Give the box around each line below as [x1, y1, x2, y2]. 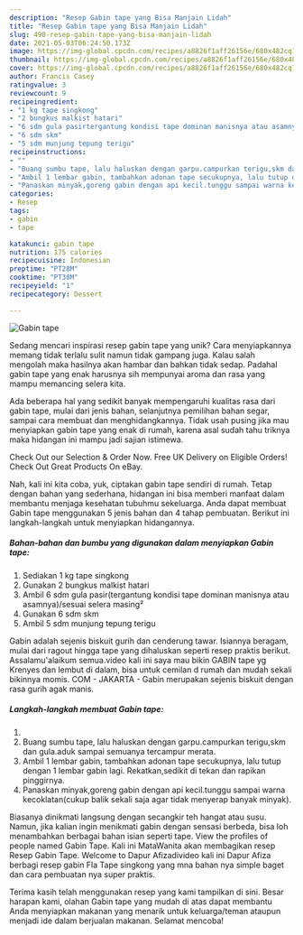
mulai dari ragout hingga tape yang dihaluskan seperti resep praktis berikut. [9, 644, 291, 655]
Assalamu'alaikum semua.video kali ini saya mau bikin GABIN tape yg [9, 654, 267, 665]
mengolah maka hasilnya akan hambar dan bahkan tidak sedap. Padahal [9, 358, 278, 370]
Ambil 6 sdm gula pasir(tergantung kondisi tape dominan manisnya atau [22, 588, 289, 600]
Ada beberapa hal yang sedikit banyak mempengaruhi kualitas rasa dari [9, 395, 276, 406]
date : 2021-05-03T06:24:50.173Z [9, 38, 131, 48]
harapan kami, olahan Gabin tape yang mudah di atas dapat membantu [9, 895, 273, 907]
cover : [9, 64, 34, 73]
